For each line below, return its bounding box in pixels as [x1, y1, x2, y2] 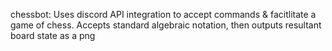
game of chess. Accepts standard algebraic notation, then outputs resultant [10, 19, 322, 31]
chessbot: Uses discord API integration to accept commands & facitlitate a [10, 9, 317, 20]
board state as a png [10, 30, 96, 41]
